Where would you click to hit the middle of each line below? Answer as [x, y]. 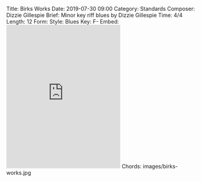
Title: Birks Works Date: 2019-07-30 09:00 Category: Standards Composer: [101, 9]
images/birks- [160, 166]
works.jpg [19, 173]
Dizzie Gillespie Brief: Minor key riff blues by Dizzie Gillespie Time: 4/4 [94, 15]
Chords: [131, 166]
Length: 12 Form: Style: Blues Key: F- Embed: [63, 21]
